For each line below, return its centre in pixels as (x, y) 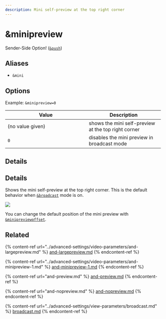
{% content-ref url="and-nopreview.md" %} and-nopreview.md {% (73, 291)
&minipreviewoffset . (26, 219)
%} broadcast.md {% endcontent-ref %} (46, 312)
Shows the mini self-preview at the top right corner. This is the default (76, 190)
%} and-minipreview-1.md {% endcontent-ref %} (94, 267)
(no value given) (26, 127)
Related (17, 235)
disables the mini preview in (121, 137)
